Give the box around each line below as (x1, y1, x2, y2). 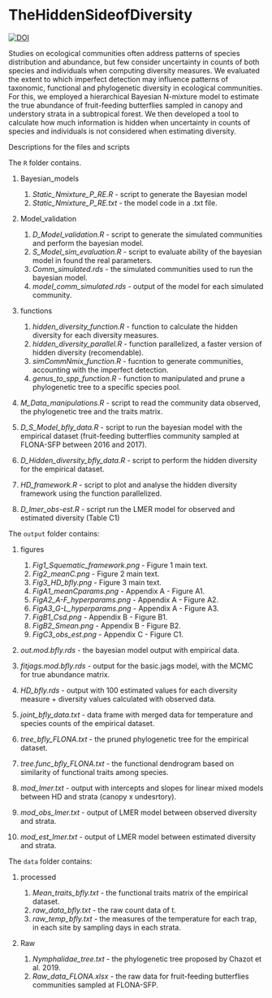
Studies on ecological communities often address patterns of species (8, 48, 241, 58)
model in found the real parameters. (32, 255, 153, 265)
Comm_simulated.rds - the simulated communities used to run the (32, 264, 253, 274)
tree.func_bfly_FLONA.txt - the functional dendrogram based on (19, 759, 234, 768)
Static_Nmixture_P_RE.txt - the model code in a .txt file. (32, 198, 218, 208)
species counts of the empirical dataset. (19, 718, 155, 728)
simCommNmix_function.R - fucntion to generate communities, (32, 356, 244, 365)
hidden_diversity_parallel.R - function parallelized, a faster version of (32, 339, 262, 348)
